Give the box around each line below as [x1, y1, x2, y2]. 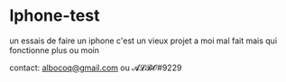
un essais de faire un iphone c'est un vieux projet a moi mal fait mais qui [9, 35, 278, 46]
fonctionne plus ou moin [9, 44, 99, 55]
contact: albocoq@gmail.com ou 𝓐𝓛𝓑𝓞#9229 [9, 62, 182, 73]
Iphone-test [9, 5, 100, 26]
